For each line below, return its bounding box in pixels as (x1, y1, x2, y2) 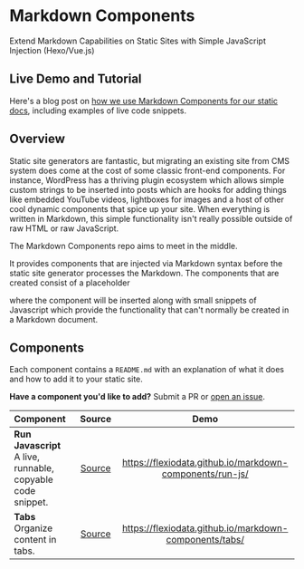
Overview (9, 131, 66, 147)
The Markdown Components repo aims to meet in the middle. (9, 240, 238, 251)
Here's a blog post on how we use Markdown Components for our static (9, 95, 279, 106)
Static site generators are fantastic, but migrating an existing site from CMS (9, 155, 290, 166)
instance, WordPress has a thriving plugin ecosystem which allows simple (9, 174, 285, 186)
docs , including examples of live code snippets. (9, 105, 187, 116)
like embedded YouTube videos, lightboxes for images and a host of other (9, 194, 285, 205)
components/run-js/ (161, 468, 249, 480)
